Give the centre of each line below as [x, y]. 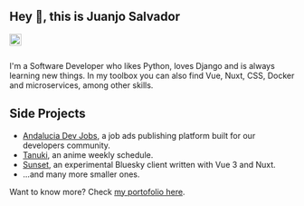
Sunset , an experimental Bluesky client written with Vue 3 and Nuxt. [149, 164]
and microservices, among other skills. [81, 85]
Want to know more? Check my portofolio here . [97, 191]
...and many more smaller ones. [81, 174]
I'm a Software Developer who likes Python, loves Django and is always [142, 65]
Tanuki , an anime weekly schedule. [88, 154]
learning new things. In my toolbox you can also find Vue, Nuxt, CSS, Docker [152, 75]
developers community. [66, 145]
